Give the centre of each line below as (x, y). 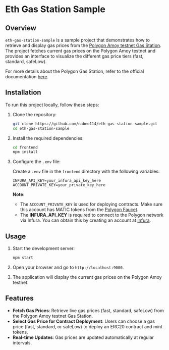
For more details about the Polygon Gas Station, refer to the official (75, 71)
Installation (23, 93)
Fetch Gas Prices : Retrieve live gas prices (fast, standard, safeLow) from (88, 310)
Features (19, 298)
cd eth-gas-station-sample (41, 128)
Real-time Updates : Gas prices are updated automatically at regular (83, 337)
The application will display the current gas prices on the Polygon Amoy (87, 277)
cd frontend (25, 147)
